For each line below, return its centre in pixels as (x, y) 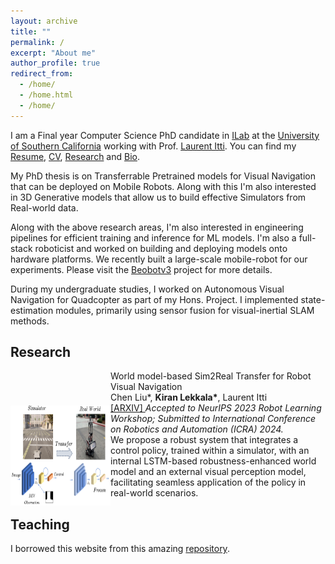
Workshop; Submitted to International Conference (213, 419)
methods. (30, 321)
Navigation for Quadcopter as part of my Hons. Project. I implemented (154, 299)
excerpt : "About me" (53, 53)
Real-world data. (44, 207)
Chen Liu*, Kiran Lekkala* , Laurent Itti (189, 397)
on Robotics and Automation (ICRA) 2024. (197, 429)
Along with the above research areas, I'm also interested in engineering (157, 227)
